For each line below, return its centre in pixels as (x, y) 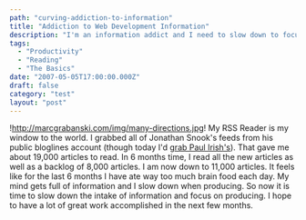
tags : (20, 43)
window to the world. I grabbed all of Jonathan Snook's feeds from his (141, 138)
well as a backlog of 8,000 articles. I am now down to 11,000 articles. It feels (152, 167)
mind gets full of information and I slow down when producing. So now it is (149, 186)
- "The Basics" (46, 69)
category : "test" (42, 94)
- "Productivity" (51, 52)
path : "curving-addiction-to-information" (91, 18)
